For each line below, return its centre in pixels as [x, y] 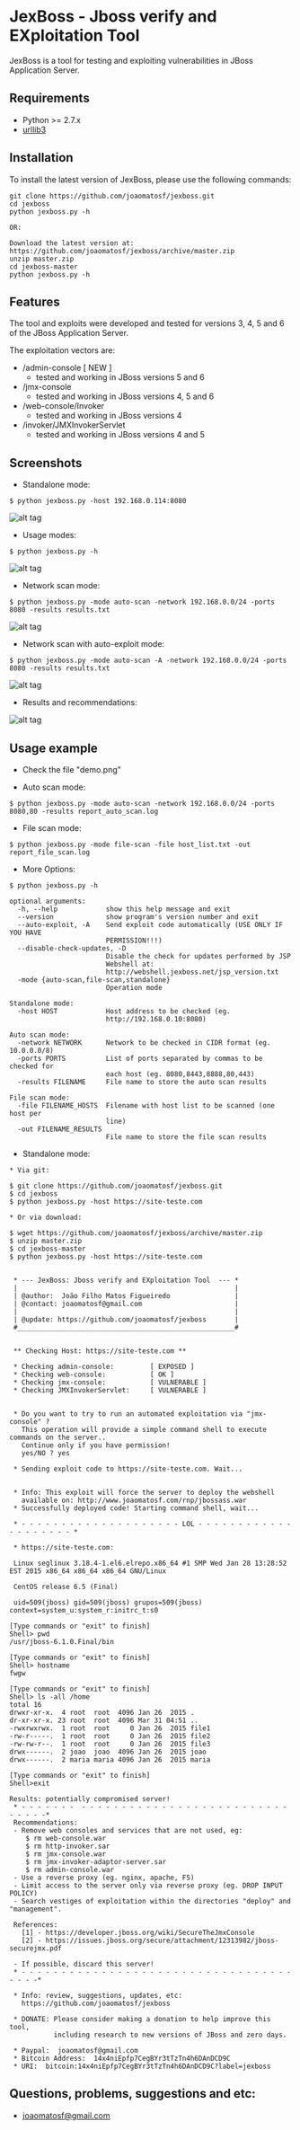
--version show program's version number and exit [138, 917]
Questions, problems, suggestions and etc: [132, 2094]
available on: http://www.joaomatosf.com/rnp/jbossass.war [134, 1500]
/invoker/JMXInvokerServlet [74, 425]
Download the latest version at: [72, 243]
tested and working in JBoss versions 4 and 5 [120, 435]
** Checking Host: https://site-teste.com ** [100, 1351]
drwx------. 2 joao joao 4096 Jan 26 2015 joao [108, 1752]
